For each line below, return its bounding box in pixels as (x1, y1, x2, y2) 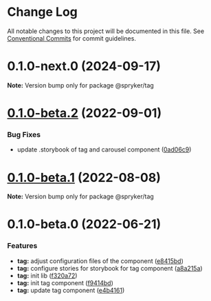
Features (7, 241, 38, 251)
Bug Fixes (7, 129, 41, 139)
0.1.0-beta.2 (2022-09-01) (7, 105, 162, 121)
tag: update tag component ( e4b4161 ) (16, 286, 125, 294)
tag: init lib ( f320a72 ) (16, 271, 78, 280)
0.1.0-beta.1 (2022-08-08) (7, 169, 162, 185)
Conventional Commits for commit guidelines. (7, 34, 136, 42)
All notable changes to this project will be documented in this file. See (7, 27, 205, 35)
